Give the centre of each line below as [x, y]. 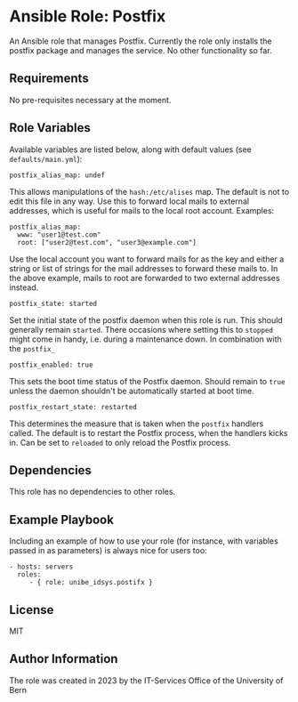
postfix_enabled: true [51, 365]
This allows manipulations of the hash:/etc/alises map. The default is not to [149, 191]
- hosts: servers [41, 567]
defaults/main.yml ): [46, 158]
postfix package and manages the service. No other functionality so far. [141, 50]
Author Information [64, 659]
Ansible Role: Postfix [88, 16]
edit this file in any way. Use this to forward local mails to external [129, 201]
